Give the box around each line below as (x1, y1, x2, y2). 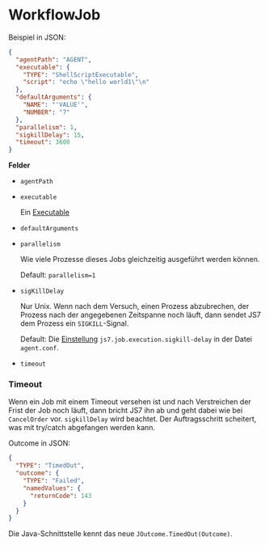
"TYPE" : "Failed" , (23, 477, 85, 485)
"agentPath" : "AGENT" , (15, 55, 92, 64)
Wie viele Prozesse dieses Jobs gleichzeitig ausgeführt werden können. (19, 255, 260, 264)
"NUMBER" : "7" (23, 108, 70, 116)
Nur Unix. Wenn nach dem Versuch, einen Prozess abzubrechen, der (19, 302, 250, 311)
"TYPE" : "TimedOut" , (15, 462, 85, 470)
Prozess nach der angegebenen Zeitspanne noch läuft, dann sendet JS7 (19, 310, 261, 320)
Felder (8, 160, 31, 171)
